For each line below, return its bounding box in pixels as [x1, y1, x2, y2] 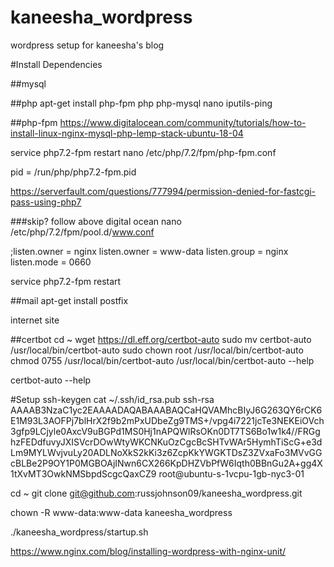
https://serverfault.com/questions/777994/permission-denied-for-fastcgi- [10, 185, 317, 197]
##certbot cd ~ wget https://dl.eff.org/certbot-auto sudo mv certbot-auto [10, 333, 312, 345]
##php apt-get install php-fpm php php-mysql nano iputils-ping [10, 97, 273, 109]
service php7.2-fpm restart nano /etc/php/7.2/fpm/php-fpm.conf [10, 146, 277, 158]
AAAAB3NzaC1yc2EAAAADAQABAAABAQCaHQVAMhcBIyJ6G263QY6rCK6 [10, 404, 323, 416]
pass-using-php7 [10, 196, 82, 208]
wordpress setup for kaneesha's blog [10, 39, 165, 51]
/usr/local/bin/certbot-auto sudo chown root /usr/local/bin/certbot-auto [10, 344, 304, 356]
